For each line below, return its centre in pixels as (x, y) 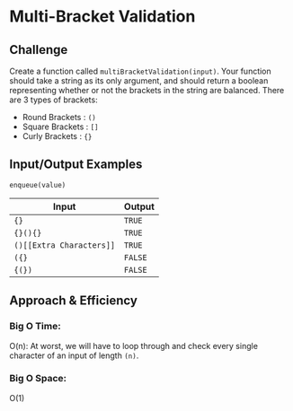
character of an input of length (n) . (74, 355)
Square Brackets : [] (60, 127)
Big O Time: (35, 327)
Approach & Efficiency (73, 301)
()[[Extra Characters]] (65, 245)
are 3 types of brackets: (53, 100)
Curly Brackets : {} (57, 136)
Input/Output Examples (76, 165)
